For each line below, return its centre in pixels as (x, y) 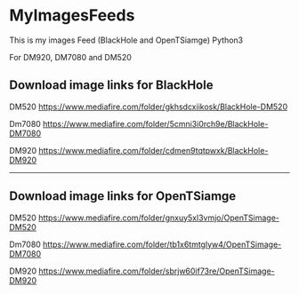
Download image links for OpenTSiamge (123, 196)
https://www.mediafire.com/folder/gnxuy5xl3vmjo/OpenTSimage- (159, 218)
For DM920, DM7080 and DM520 (70, 57)
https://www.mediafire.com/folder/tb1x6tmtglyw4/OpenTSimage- (162, 244)
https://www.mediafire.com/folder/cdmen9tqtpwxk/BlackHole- (154, 150)
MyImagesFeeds (72, 16)
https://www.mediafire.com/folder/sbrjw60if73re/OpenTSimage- (157, 271)
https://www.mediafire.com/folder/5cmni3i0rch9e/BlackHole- (156, 123)
